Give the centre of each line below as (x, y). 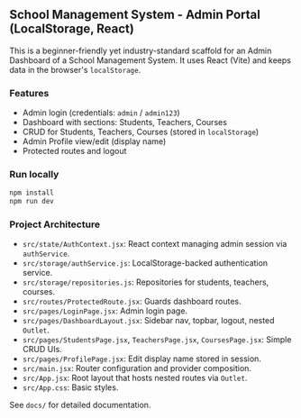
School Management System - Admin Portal (135, 15)
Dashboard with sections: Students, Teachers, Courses (125, 123)
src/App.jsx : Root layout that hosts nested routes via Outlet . (135, 378)
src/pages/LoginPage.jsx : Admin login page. (105, 311)
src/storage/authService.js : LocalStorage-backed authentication (145, 263)
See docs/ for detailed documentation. (80, 405)
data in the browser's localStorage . (75, 69)
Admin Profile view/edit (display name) (94, 141)
